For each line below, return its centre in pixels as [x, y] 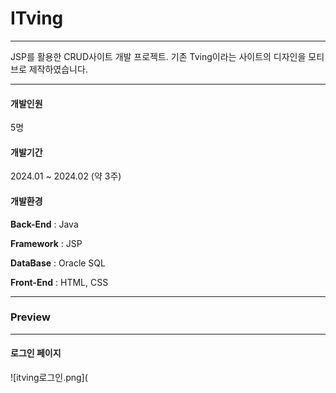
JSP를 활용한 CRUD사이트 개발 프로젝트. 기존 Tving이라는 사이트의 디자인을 [158, 56]
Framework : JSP [46, 243]
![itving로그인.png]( [49, 378]
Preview [30, 317]
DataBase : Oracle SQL [58, 263]
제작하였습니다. [58, 69]
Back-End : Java [44, 224]
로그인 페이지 [36, 353]
